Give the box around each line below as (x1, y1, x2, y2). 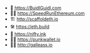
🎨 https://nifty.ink (10, 31, 47, 37)
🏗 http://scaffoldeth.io (10, 16, 58, 22)
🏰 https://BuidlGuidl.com (10, 5, 62, 11)
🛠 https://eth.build (10, 23, 50, 30)
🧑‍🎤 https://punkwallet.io (10, 36, 61, 42)
